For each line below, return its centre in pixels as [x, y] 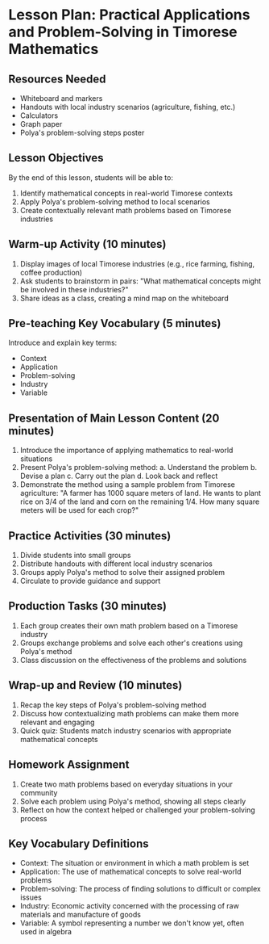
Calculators [39, 115]
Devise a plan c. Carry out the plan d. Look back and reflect [119, 476]
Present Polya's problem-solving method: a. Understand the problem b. [139, 468]
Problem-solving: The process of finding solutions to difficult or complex [141, 889]
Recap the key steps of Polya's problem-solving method [113, 705]
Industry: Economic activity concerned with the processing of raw [129, 906]
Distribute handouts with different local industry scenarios [116, 564]
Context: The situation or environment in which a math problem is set [134, 863]
